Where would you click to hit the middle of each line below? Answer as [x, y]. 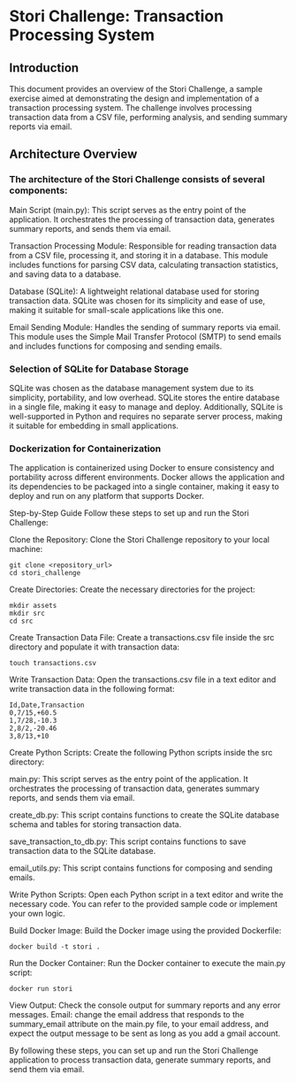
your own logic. [38, 914]
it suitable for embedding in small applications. [94, 426]
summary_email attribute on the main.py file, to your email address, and [139, 1024]
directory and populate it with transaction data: [94, 647]
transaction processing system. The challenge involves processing [131, 107]
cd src [21, 621]
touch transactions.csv [53, 664]
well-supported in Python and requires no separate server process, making [146, 416]
